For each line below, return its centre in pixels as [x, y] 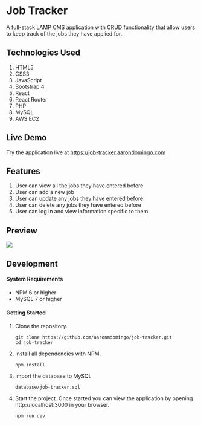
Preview [22, 230]
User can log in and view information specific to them [81, 212]
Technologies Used [43, 53]
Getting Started [26, 313]
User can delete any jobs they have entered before [78, 205]
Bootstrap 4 [30, 86]
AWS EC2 [27, 118]
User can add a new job [44, 192]
